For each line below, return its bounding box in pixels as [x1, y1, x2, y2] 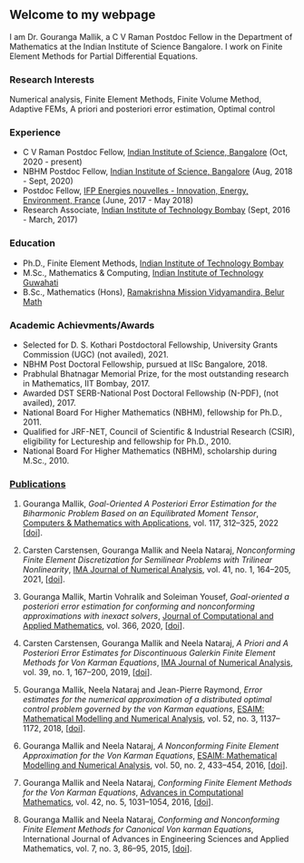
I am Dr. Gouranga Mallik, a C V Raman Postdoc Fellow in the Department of [9, 31, 293, 42]
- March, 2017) [22, 214, 79, 225]
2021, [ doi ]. [22, 574, 65, 584]
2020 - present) [22, 156, 83, 167]
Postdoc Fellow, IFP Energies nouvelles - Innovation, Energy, [22, 185, 250, 196]
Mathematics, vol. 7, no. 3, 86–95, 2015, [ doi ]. [22, 843, 192, 854]
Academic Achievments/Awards [9, 319, 155, 331]
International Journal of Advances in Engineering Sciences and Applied [22, 834, 289, 845]
